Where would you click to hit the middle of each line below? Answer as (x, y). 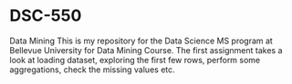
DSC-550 (46, 16)
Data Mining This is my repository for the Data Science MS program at (141, 41)
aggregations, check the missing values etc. (92, 70)
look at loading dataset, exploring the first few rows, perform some (135, 60)
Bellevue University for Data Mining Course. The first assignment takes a (146, 50)
